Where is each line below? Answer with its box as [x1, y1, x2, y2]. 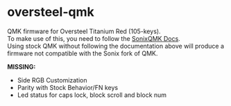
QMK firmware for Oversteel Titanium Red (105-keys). [7, 27, 161, 35]
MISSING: [7, 62, 36, 71]
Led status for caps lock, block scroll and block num [17, 91, 167, 99]
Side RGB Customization [17, 76, 88, 84]
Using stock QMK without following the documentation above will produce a [7, 42, 224, 50]
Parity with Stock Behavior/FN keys [17, 83, 119, 91]
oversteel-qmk [7, 4, 95, 20]
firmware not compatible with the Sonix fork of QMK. [7, 49, 158, 58]
